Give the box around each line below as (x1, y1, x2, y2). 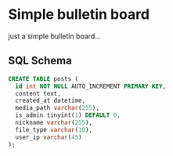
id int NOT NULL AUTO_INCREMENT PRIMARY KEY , (15, 82, 167, 90)
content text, (15, 89, 61, 97)
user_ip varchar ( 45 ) (15, 133, 82, 141)
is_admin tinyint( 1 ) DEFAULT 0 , (15, 111, 121, 119)
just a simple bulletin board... (8, 31, 102, 41)
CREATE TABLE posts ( (8, 74, 79, 83)
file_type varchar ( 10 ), (15, 125, 92, 134)
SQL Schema (8, 54, 72, 67)
